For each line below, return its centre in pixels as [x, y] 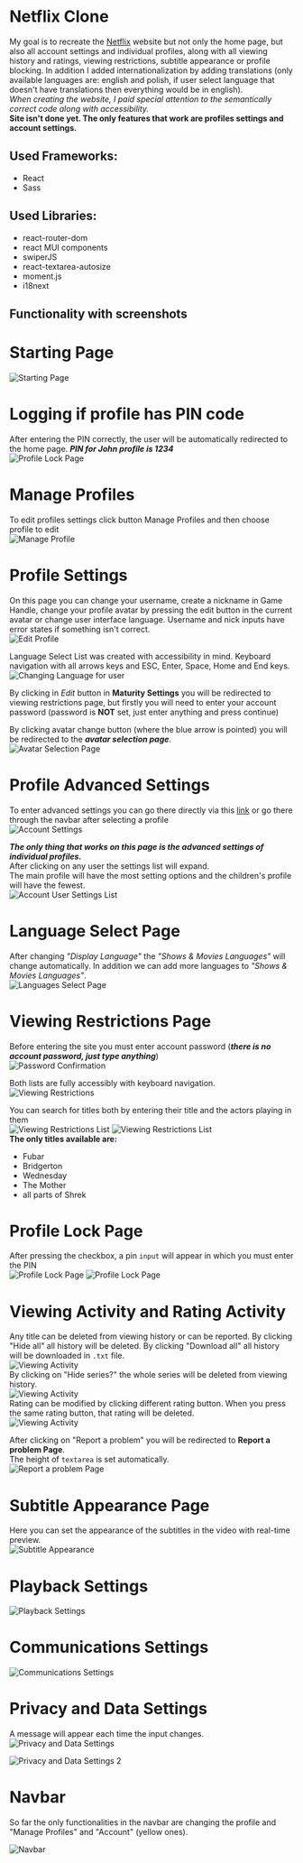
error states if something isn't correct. [80, 629]
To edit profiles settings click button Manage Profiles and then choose [140, 520]
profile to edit [34, 529]
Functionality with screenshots [98, 314]
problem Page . [37, 1450]
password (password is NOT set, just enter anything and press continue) [144, 712]
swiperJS [40, 257]
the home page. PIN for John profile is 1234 [92, 448]
